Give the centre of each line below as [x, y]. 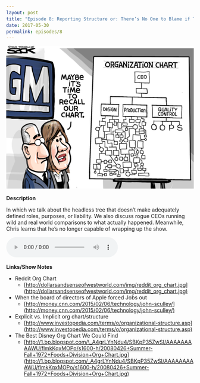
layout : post [22, 13]
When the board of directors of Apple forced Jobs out [81, 297]
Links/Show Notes [29, 266]
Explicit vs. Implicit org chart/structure [62, 316]
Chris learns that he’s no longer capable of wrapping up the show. [87, 229]
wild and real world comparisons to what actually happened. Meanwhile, [95, 222]
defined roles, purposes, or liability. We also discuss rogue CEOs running [96, 216]
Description [21, 198]
